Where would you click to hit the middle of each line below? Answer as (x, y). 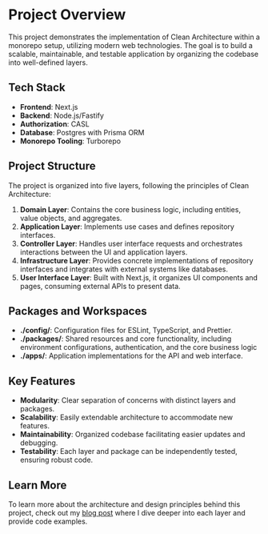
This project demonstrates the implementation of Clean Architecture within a (134, 37)
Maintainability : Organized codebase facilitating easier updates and (132, 435)
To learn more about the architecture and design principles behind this (124, 504)
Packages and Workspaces (78, 311)
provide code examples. (48, 521)
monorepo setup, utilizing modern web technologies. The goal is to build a (131, 45)
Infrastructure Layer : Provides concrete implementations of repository (136, 260)
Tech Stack (37, 88)
